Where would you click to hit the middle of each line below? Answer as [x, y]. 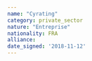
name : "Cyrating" [33, 14]
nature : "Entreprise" [39, 27]
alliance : [22, 40]
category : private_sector [45, 20]
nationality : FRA [33, 33]
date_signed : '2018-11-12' [47, 46]
